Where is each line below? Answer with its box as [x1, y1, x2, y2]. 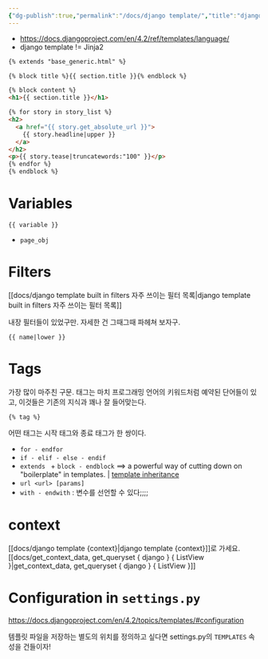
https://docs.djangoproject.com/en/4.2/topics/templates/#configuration [8, 615, 245, 625]
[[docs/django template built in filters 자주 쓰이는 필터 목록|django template [8, 290, 251, 300]
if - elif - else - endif [19, 454, 106, 462]
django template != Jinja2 [19, 42, 104, 52]
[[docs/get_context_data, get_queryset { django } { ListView [8, 552, 205, 562]
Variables [8, 195, 73, 212]
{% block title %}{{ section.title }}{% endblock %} [8, 72, 187, 80]
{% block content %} [8, 86, 77, 94]
